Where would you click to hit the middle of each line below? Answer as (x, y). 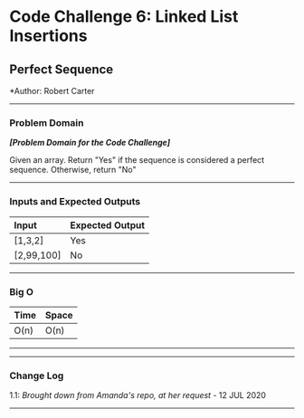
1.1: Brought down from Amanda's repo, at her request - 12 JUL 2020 (138, 395)
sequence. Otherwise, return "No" (73, 170)
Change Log (37, 375)
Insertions (48, 36)
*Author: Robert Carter (52, 91)
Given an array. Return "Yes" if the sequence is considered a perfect (137, 160)
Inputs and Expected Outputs (75, 202)
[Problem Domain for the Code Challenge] (90, 143)
